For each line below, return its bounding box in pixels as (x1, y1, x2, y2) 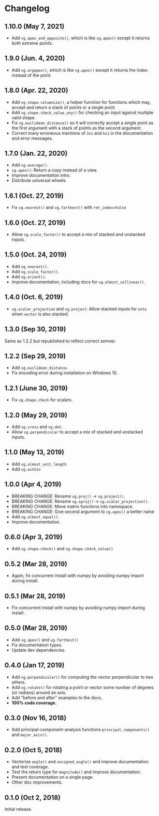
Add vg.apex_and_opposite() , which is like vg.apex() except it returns (11, 35, 150, 41)
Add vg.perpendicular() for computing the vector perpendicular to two (11, 674, 153, 680)
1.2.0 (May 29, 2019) (4, 411, 68, 419)
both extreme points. (11, 40, 53, 46)
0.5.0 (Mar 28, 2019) (4, 624, 68, 632)
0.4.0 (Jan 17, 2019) (4, 661, 65, 670)
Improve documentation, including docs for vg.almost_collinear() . (11, 279, 145, 285)
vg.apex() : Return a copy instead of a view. (11, 167, 98, 173)
